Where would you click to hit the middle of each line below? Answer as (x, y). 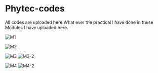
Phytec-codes (35, 9)
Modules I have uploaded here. (37, 27)
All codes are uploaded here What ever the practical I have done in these (79, 22)
